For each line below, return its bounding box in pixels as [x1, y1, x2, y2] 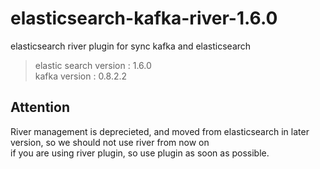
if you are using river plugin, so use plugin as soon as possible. [10, 147, 270, 159]
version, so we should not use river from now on [10, 136, 210, 148]
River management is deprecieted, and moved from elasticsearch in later [10, 125, 310, 137]
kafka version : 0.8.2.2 [34, 70, 128, 82]
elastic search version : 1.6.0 [34, 59, 152, 71]
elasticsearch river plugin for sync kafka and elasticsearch [10, 40, 252, 52]
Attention [10, 99, 70, 116]
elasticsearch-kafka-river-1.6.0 [10, 7, 278, 30]
